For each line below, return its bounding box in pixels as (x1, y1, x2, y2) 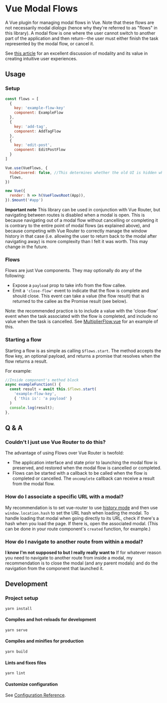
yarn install (5, 606, 32, 611)
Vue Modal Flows (5, 3, 78, 14)
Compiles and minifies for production (5, 638, 84, 644)
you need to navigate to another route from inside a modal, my (5, 555, 133, 561)
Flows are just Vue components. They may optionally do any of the (5, 268, 142, 274)
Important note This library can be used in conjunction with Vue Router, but (5, 207, 161, 212)
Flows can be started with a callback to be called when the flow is (12, 470, 148, 476)
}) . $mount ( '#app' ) (5, 198, 43, 203)
